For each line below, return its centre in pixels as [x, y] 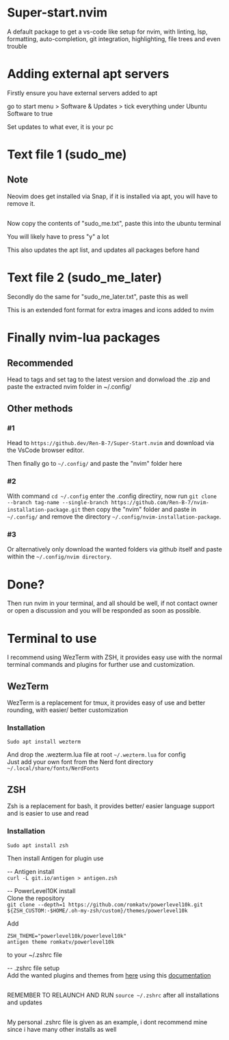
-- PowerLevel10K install [41, 890]
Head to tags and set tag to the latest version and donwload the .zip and [109, 379]
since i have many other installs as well [62, 1030]
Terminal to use [52, 638]
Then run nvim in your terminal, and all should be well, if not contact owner [112, 603]
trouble [17, 46]
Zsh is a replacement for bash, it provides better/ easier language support [111, 806]
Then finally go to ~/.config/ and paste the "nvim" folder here [95, 463]
